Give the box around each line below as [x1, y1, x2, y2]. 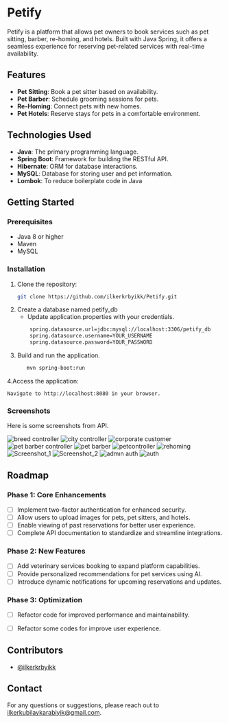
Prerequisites [7, 217, 53, 226]
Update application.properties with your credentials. [27, 313, 175, 321]
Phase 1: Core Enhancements [7, 490, 106, 499]
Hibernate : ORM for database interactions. [16, 162, 138, 170]
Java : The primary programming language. [16, 147, 138, 156]
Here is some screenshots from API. [7, 422, 109, 430]
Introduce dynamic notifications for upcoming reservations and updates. [16, 578, 222, 586]
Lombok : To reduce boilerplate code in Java [16, 176, 143, 185]
